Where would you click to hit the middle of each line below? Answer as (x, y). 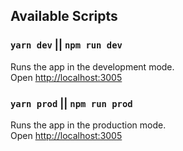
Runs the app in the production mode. (88, 125)
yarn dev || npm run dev (66, 45)
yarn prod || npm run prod (71, 103)
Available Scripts (64, 16)
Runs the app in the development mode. (92, 66)
